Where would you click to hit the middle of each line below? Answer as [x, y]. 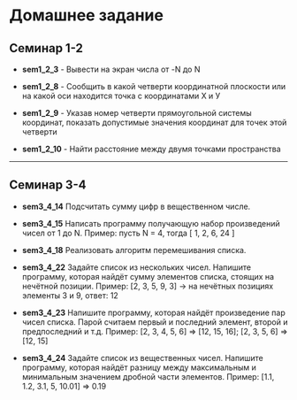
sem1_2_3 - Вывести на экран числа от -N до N [111, 69]
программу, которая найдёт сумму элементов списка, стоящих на [148, 276]
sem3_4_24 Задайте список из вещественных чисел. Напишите [142, 358]
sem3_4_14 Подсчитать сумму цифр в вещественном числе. [136, 206]
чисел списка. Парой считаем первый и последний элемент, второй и [155, 322]
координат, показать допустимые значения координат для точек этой [154, 122]
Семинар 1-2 [46, 48]
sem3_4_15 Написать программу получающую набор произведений [151, 223]
